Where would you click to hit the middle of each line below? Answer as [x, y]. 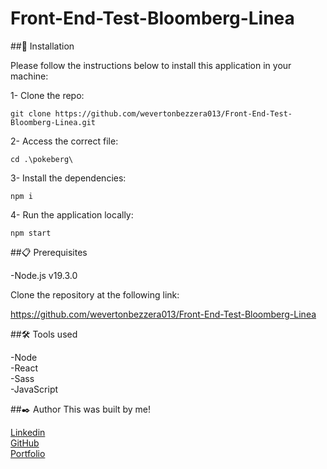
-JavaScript [34, 389]
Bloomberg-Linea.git [53, 122]
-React [24, 368]
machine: [29, 76]
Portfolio [28, 453]
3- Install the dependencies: [68, 178]
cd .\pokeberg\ [42, 159]
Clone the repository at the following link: [95, 294]
